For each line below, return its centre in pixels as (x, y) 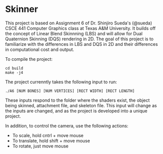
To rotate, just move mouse (40, 146)
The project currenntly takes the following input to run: (61, 82)
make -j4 (14, 73)
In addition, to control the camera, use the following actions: (67, 126)
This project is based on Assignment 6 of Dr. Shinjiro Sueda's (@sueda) (79, 23)
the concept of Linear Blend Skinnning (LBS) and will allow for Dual (74, 33)
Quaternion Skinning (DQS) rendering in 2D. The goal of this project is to (79, 39)
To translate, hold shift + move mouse (51, 141)
